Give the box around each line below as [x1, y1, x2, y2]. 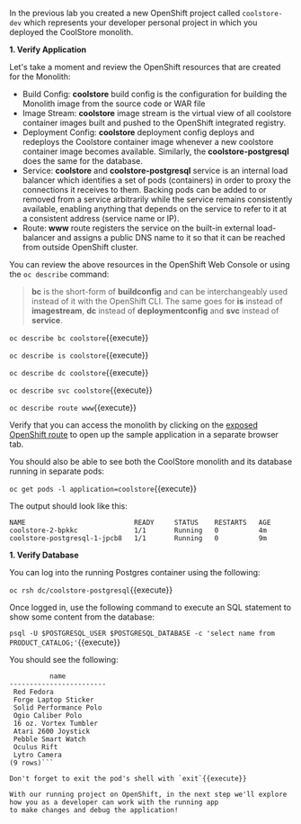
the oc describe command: [9, 269, 110, 279]
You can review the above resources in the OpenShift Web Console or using [9, 259, 290, 269]
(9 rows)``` [9, 758, 54, 767]
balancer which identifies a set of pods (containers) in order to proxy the [22, 175, 291, 186]
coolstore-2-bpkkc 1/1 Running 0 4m [9, 526, 268, 535]
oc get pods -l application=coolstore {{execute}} [9, 484, 198, 493]
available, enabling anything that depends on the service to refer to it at [22, 204, 288, 214]
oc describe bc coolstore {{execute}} [9, 332, 149, 343]
